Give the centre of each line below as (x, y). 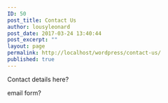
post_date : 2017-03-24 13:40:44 (54, 33)
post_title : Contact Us (42, 20)
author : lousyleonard (39, 27)
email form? (24, 92)
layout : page (26, 46)
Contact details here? (38, 79)
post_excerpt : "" (33, 40)
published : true (31, 60)
